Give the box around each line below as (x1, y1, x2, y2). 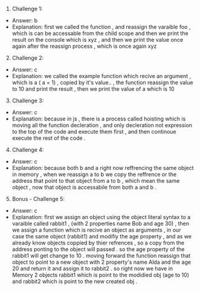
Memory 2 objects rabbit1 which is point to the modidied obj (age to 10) (11, 272, 189, 278)
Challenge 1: (11, 5, 43, 12)
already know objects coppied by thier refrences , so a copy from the (11, 239, 184, 246)
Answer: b (11, 17, 38, 24)
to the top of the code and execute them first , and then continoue (11, 128, 176, 135)
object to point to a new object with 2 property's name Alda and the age (11, 258, 192, 266)
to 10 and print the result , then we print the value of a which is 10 (11, 85, 175, 93)
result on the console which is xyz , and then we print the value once (11, 36, 184, 43)
